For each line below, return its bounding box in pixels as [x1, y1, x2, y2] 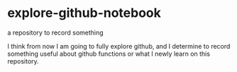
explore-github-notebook [7, 5, 161, 21]
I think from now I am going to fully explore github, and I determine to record [7, 42, 231, 50]
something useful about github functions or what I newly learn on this [7, 49, 211, 58]
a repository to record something [7, 28, 104, 37]
